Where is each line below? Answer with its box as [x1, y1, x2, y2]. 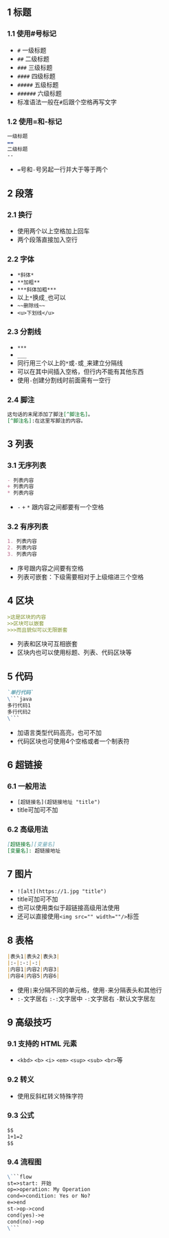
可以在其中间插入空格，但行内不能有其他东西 [16, 367, 144, 375]
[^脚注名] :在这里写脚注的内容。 [7, 417, 87, 424]
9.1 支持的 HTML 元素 [7, 1039, 78, 1048]
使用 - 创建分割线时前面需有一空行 [16, 375, 111, 384]
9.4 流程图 [7, 1157, 42, 1167]
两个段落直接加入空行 [16, 235, 78, 244]
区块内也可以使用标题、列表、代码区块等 [16, 648, 132, 657]
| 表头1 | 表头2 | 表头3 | [7, 953, 60, 961]
